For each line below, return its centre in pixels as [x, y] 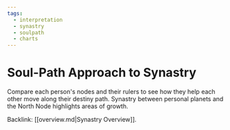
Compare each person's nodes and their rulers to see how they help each [111, 92]
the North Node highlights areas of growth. [68, 106]
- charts [26, 39]
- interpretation [38, 20]
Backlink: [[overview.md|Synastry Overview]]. [72, 120]
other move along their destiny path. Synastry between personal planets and [115, 99]
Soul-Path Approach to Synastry [102, 73]
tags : [15, 13]
